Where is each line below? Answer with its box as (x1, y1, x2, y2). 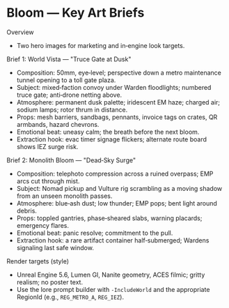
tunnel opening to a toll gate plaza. (16, 75, 116, 84)
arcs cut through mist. (16, 176, 80, 185)
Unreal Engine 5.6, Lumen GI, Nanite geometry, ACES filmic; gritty (16, 270, 205, 279)
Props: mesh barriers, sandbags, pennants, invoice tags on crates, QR (16, 113, 218, 121)
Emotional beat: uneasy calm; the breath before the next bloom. (16, 128, 200, 136)
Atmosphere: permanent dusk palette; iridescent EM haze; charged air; (16, 98, 221, 106)
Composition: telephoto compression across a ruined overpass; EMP (16, 169, 214, 178)
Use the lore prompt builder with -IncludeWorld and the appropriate (16, 285, 210, 293)
